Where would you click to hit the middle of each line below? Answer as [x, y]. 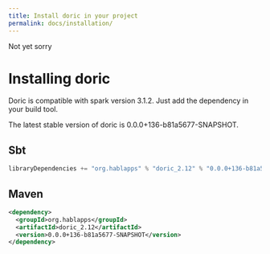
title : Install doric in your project [73, 16]
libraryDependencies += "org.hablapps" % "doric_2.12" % [106, 169]
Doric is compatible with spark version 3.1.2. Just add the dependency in [129, 100]
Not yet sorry [30, 46]
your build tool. [33, 109]
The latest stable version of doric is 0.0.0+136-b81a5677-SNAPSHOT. [124, 125]
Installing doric [59, 78]
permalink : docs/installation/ [61, 23]
